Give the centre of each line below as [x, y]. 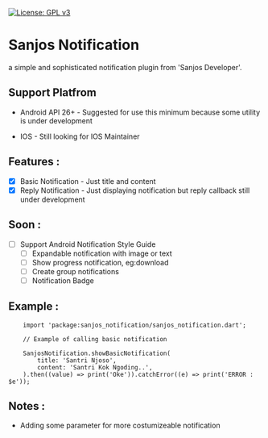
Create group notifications [75, 271]
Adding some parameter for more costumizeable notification [120, 425]
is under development [56, 120]
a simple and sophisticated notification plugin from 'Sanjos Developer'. [126, 67]
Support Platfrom [52, 93]
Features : [34, 162]
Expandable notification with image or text [102, 253]
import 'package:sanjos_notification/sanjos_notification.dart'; [135, 325]
